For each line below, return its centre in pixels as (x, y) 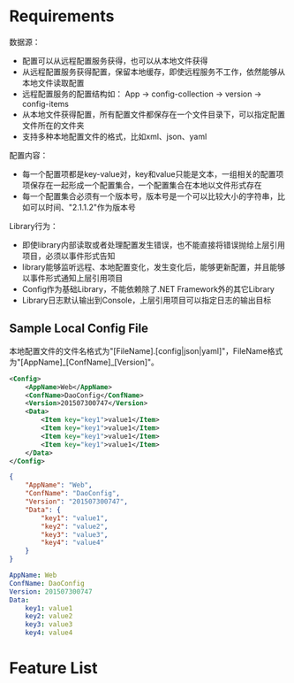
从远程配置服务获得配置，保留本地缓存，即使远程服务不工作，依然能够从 (153, 72)
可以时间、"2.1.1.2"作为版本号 (83, 207)
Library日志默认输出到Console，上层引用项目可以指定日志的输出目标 (147, 300)
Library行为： (34, 226)
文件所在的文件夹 (53, 125)
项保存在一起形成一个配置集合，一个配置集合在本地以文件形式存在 (142, 185)
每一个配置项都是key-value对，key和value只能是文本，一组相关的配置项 (153, 173)
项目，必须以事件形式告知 (68, 256)
